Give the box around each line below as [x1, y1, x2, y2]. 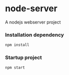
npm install [5, 43, 29, 48]
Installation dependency [5, 31, 65, 38]
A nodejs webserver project [5, 19, 61, 25]
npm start [5, 65, 25, 70]
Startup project [5, 54, 43, 61]
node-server [5, 3, 58, 14]
